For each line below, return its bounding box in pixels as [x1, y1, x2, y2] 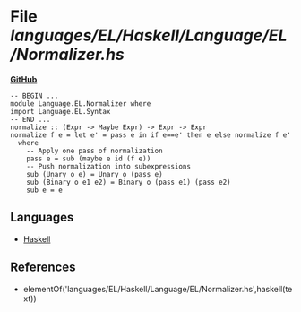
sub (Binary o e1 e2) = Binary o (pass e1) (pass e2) [26, 178, 231, 186]
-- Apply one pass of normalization [26, 146, 164, 155]
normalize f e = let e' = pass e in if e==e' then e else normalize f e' [10, 130, 292, 140]
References [10, 260, 76, 275]
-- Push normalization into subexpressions [26, 161, 192, 171]
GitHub [10, 74, 38, 84]
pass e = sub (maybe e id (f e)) [26, 154, 151, 163]
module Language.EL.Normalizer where [10, 99, 151, 108]
